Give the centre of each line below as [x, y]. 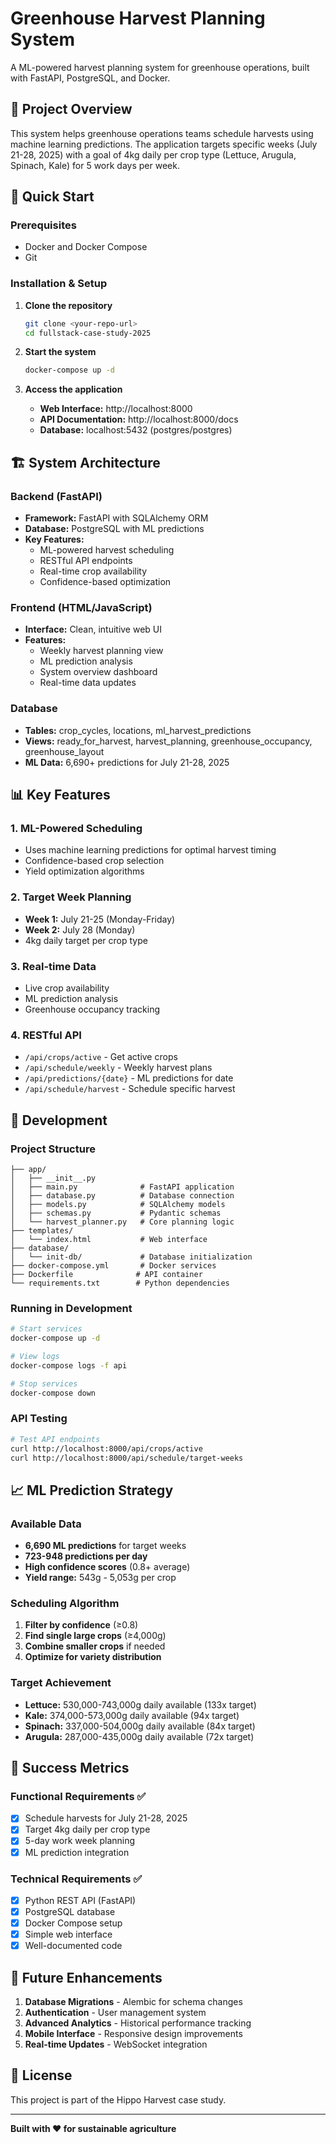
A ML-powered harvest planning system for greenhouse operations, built [160, 67]
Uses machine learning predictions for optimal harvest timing [150, 850]
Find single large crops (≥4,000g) [95, 1636]
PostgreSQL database [70, 1911]
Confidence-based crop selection [94, 861]
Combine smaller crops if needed [95, 1646]
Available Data [46, 1524]
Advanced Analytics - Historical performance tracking [138, 2023]
